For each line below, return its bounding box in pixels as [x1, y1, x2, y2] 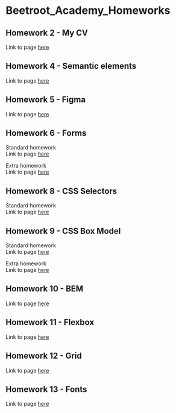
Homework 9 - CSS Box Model [5, 225, 121, 236]
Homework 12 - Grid [5, 351, 82, 361]
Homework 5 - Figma [5, 95, 86, 105]
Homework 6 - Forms [5, 128, 87, 139]
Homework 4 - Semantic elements [5, 61, 137, 71]
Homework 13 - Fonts [5, 384, 87, 394]
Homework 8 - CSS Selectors [5, 186, 118, 196]
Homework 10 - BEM [5, 284, 84, 294]
